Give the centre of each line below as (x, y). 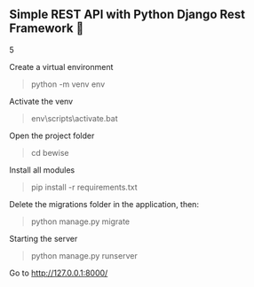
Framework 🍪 (47, 29)
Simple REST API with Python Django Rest (127, 15)
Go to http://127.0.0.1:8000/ (59, 273)
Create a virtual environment (61, 66)
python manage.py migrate (80, 221)
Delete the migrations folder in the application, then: (104, 204)
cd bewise (50, 152)
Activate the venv (41, 101)
